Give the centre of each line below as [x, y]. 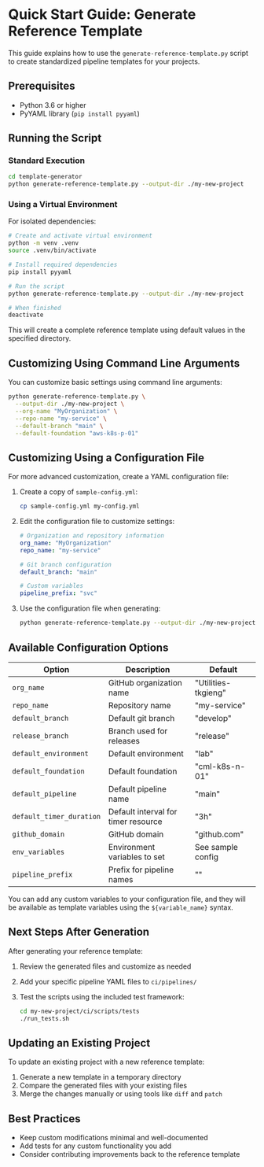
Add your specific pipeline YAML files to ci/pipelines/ [108, 981]
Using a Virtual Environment [63, 205]
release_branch [40, 736]
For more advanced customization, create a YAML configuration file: [119, 477]
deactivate [26, 315]
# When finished [35, 308]
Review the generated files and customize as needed [105, 966]
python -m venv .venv [44, 243]
